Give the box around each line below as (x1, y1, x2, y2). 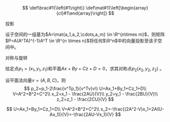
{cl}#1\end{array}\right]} (56, 10, 108, 16)
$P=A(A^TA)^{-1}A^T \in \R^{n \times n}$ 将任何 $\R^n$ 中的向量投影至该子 (5, 38, 158, 44)
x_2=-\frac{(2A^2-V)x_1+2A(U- (100, 106, 164, 112)
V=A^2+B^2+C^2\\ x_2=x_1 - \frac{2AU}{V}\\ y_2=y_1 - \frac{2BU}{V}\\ (12, 91, 158, 97)
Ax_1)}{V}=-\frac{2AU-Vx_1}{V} (49, 111, 114, 117)
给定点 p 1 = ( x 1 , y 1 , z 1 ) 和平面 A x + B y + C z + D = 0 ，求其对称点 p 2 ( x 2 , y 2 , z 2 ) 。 (5, 66, 164, 73)
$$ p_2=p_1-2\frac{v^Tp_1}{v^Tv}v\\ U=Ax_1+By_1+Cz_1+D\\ (24, 85, 147, 91)
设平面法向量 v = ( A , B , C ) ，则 (5, 77, 66, 83)
